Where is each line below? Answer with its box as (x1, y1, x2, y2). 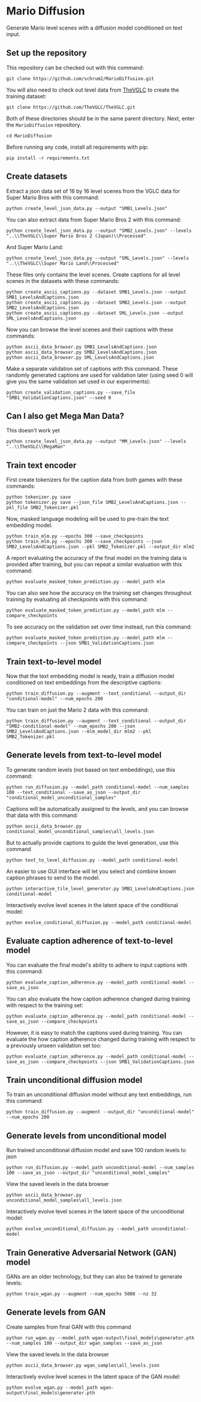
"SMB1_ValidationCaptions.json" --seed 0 (6, 394, 112, 401)
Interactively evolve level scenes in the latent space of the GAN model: (6, 1373, 181, 1380)
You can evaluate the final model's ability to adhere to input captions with (6, 961, 188, 969)
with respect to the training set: (6, 1001, 83, 1009)
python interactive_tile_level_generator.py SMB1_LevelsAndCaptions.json (6, 886, 195, 892)
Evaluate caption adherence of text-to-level (6, 936, 173, 946)
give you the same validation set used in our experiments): (6, 377, 151, 385)
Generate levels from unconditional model (6, 1131, 167, 1141)
